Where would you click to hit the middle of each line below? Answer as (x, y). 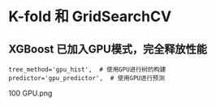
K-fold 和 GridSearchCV (90, 17)
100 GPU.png (30, 93)
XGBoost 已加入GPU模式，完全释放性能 (108, 49)
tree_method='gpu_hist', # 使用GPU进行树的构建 (87, 70)
